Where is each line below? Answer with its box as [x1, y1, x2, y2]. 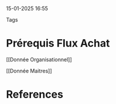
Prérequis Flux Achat [6, 37, 110, 50]
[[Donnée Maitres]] [6, 67, 52, 74]
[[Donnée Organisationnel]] [6, 56, 72, 63]
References [6, 88, 63, 101]
